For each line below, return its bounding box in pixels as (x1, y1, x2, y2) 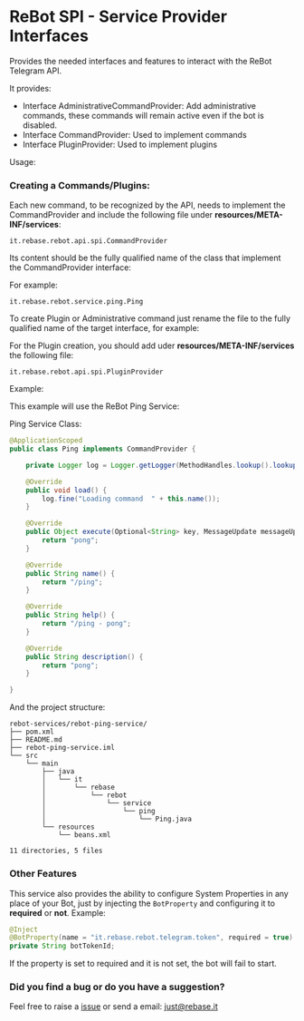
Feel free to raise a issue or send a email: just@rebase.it (9, 1001, 219, 1012)
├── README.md (9, 735, 63, 744)
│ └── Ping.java (42, 814, 193, 824)
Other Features (9, 868, 77, 880)
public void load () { (25, 485, 107, 495)
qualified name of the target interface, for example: (9, 323, 200, 334)
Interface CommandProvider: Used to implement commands (22, 129, 247, 140)
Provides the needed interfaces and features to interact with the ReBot (9, 55, 272, 66)
